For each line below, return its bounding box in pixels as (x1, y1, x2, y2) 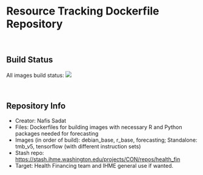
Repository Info (6, 101, 66, 111)
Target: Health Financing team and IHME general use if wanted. (15, 162, 174, 169)
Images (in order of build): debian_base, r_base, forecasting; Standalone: (15, 136, 198, 144)
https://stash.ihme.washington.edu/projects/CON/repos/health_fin (15, 156, 181, 163)
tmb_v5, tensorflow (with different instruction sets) (15, 142, 141, 150)
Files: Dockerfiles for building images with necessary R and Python (15, 123, 182, 131)
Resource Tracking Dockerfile (6, 4, 159, 18)
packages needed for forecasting (15, 130, 99, 137)
